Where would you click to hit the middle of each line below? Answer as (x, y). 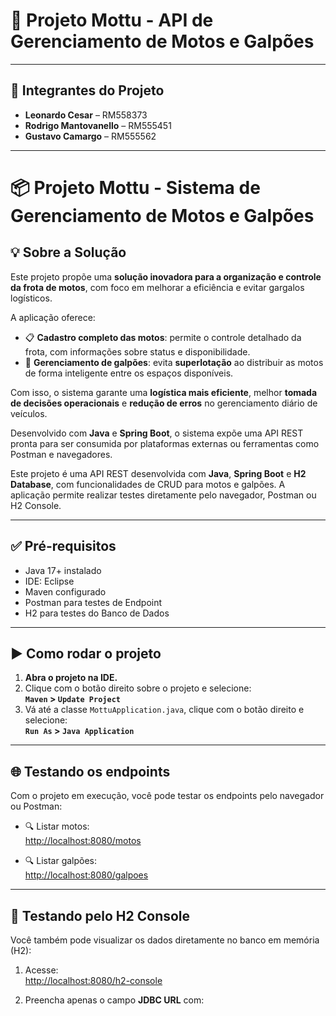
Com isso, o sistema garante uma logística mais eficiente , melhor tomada (164, 392)
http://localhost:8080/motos (83, 841)
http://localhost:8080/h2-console (93, 980)
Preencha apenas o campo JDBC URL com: (114, 1000)
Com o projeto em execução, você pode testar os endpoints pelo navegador (167, 796)
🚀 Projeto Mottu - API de (112, 20)
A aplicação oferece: (53, 317)
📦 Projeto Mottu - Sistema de (135, 187)
